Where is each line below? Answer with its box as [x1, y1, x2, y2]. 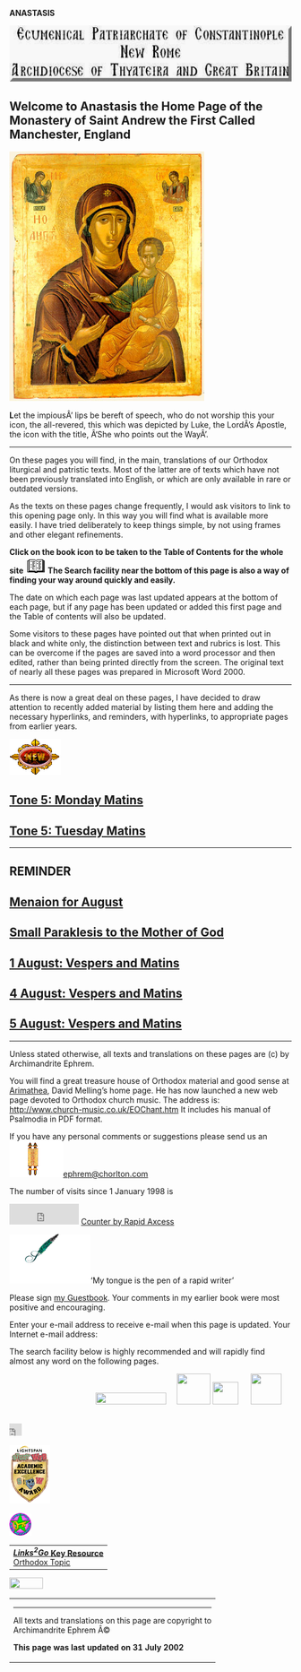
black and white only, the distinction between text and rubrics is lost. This [9, 637, 280, 648]
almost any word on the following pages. [9, 1356, 159, 1366]
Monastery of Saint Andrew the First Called [9, 113, 255, 128]
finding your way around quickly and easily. [9, 574, 176, 585]
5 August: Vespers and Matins [9, 1017, 182, 1032]
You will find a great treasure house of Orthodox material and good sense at [9, 1075, 289, 1086]
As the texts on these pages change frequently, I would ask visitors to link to [9, 500, 291, 511]
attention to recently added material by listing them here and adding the [9, 701, 274, 712]
